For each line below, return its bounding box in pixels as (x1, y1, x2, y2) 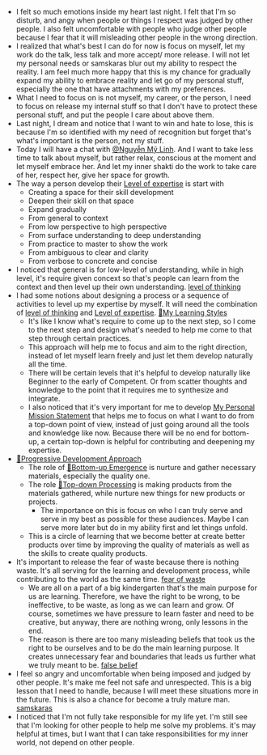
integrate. (28, 394, 61, 403)
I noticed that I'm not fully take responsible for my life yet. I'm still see (15, 712, 248, 721)
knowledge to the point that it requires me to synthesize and (28, 385, 229, 395)
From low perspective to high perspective (28, 222, 167, 231)
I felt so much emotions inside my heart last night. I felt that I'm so (15, 7, 236, 16)
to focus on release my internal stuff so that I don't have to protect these (15, 101, 257, 111)
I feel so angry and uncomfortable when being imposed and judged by (15, 669, 251, 678)
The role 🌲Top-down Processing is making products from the (28, 480, 232, 489)
